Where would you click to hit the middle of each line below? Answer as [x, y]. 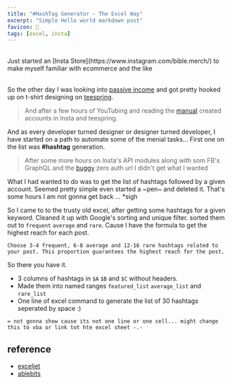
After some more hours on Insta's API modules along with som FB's [122, 161]
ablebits [29, 373]
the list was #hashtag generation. [56, 147]
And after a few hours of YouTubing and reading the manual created [123, 111]
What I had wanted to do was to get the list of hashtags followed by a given [116, 182]
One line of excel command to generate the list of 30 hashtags [108, 301]
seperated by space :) [49, 309]
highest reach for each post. [48, 233]
